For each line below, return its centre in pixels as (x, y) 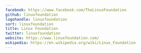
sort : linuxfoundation (29, 24)
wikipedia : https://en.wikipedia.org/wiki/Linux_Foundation (71, 43)
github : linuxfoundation (32, 15)
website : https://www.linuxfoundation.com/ (52, 38)
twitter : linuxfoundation (33, 33)
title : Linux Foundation (32, 29)
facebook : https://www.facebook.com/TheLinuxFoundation (66, 10)
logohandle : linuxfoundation (36, 19)
